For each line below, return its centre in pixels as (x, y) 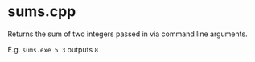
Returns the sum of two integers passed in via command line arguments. (127, 34)
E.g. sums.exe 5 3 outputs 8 (53, 49)
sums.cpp (42, 12)
